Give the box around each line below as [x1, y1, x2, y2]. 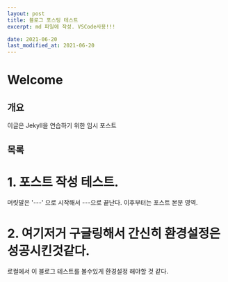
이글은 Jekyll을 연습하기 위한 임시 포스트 [7, 121, 117, 130]
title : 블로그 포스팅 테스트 [7, 17, 79, 24]
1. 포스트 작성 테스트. [7, 174, 119, 190]
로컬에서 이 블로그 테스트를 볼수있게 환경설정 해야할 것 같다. [7, 267, 169, 276]
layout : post [7, 10, 45, 17]
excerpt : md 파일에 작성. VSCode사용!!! [7, 23, 116, 30]
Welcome [7, 72, 63, 88]
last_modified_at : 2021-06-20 [7, 42, 95, 49]
